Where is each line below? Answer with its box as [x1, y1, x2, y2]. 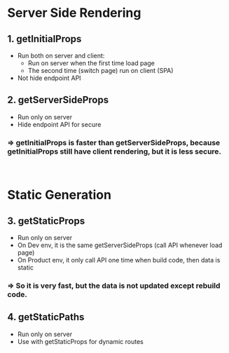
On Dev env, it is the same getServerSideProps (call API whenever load [17, 241, 223, 250]
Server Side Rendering [7, 5, 141, 21]
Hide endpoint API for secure [17, 120, 102, 128]
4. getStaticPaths [7, 311, 85, 324]
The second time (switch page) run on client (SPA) [27, 67, 174, 74]
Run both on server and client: [17, 51, 105, 60]
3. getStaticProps [7, 215, 85, 227]
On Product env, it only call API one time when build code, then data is [17, 256, 221, 265]
